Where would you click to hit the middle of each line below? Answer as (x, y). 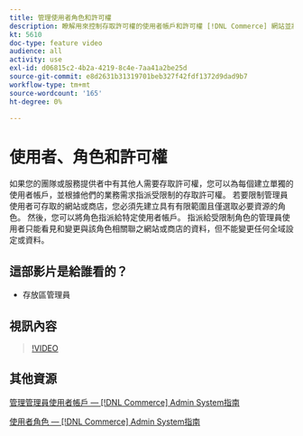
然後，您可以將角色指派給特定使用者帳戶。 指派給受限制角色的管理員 (154, 218)
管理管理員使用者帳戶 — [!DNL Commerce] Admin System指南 (125, 402)
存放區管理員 (46, 295)
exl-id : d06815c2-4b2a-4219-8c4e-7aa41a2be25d (98, 69)
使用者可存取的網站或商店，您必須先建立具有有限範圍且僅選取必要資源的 (143, 206)
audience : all (36, 51)
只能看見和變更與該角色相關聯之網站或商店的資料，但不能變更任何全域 (155, 229)
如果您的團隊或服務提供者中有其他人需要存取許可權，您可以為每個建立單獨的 (151, 184)
